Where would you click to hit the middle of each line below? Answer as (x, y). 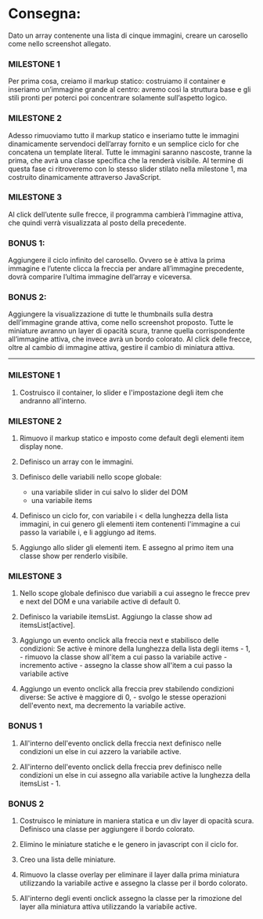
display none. (41, 447)
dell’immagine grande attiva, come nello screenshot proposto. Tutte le (121, 323)
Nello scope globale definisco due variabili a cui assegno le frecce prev (135, 593)
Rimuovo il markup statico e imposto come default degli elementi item (132, 438)
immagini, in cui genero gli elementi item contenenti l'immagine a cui (130, 524)
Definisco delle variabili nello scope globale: (90, 477)
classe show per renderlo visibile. (74, 556)
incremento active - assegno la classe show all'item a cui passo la (126, 666)
